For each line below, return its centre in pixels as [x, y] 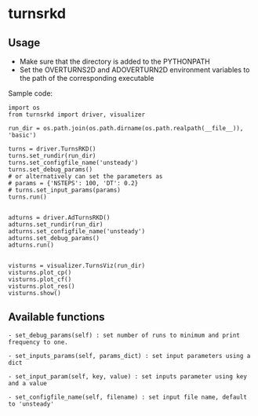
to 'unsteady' [31, 404]
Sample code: [31, 93]
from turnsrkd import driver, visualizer [77, 115]
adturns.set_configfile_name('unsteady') [77, 232]
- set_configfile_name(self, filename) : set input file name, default [127, 397]
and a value [27, 383]
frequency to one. [38, 342]
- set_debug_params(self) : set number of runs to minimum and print [124, 335]
